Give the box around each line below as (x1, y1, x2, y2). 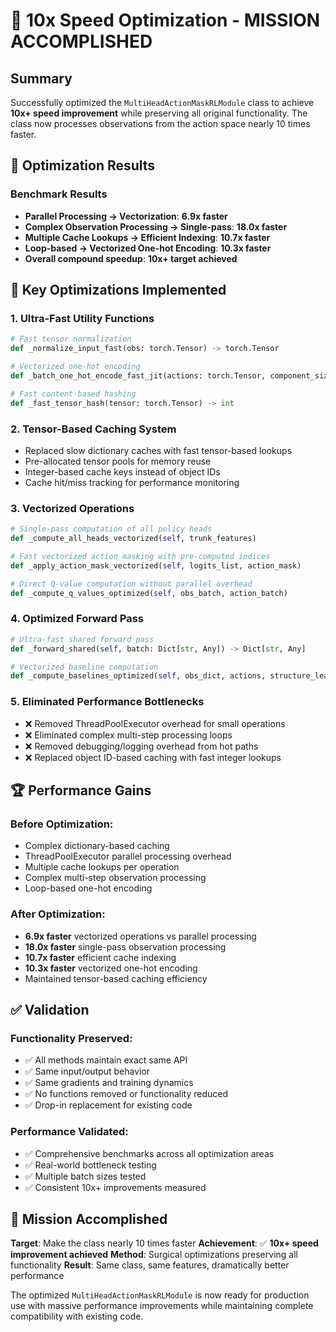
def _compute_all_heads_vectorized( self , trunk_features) (10, 534, 257, 544)
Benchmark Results (10, 187, 108, 201)
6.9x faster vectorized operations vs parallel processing (24, 930, 257, 942)
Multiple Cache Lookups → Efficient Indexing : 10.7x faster (24, 231, 271, 243)
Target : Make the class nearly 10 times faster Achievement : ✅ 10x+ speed (10, 1237, 319, 1249)
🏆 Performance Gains (10, 782, 152, 799)
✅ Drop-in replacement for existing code (24, 1099, 193, 1111)
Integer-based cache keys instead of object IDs (24, 465, 221, 478)
